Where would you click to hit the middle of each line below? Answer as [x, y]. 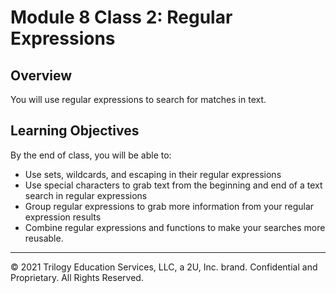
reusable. [44, 238]
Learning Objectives [75, 131]
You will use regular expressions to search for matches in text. [138, 99]
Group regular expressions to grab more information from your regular [169, 206]
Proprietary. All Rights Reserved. [77, 277]
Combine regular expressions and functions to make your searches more [175, 227]
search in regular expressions [86, 195]
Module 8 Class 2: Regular [121, 17]
